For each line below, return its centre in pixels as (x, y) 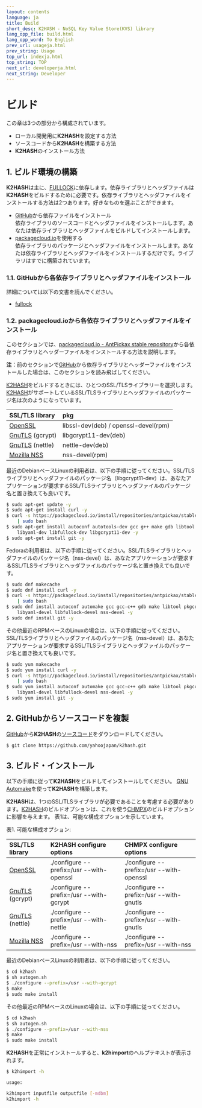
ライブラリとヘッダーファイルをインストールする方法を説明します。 (95, 352)
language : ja (23, 17)
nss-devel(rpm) (85, 455)
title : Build (23, 23)
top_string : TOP (26, 62)
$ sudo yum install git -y (40, 698)
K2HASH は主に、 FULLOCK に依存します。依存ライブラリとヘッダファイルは (100, 187)
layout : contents (28, 12)
